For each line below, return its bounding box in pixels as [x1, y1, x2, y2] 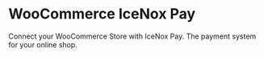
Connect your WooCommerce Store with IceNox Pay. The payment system [8, 31, 257, 41]
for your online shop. [8, 39, 78, 49]
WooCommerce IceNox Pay [8, 5, 196, 23]
